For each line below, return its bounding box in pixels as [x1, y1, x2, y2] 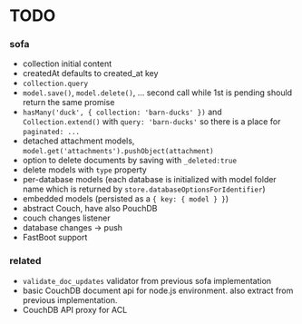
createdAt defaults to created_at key [22, 68, 159, 79]
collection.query [22, 79, 89, 89]
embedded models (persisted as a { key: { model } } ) [22, 193, 229, 204]
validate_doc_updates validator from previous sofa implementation [22, 275, 272, 286]
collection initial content [22, 58, 112, 69]
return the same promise [22, 97, 115, 108]
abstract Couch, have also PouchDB [22, 203, 158, 214]
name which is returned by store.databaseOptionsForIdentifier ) [22, 183, 266, 195]
